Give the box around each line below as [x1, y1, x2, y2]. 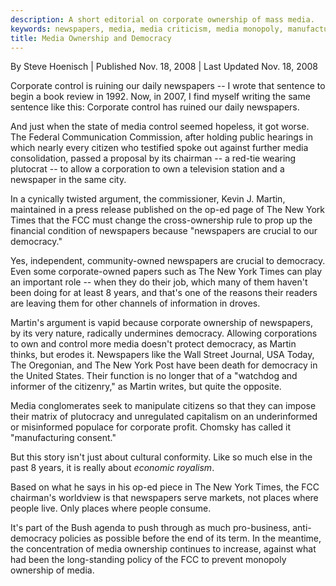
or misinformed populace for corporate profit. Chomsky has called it [10, 421, 292, 433]
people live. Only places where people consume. [10, 502, 212, 515]
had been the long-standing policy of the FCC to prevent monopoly [10, 554, 287, 566]
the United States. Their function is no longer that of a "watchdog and [10, 370, 298, 382]
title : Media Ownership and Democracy [10, 33, 172, 43]
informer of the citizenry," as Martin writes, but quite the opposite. [10, 381, 282, 393]
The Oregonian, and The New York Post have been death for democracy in [10, 359, 318, 371]
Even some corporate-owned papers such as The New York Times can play [10, 266, 323, 278]
